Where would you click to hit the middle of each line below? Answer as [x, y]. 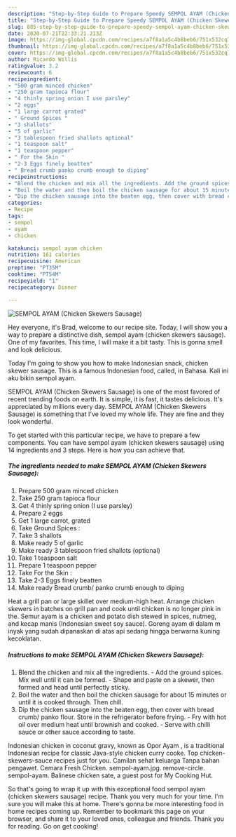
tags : [16, 216]
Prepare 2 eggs [40, 514]
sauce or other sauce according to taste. [77, 732]
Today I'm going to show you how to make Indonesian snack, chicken [108, 363]
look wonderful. [30, 421]
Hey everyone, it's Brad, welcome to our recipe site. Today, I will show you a [118, 327]
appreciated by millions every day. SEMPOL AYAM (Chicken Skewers [107, 406]
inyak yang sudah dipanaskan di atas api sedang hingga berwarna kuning [114, 631]
